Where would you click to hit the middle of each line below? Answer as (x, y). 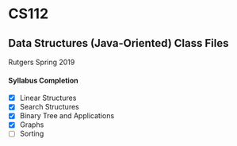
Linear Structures (48, 98)
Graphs (32, 125)
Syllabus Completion (43, 80)
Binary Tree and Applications (67, 116)
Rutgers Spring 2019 (42, 62)
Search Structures (49, 107)
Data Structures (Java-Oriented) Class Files (118, 43)
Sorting (32, 134)
